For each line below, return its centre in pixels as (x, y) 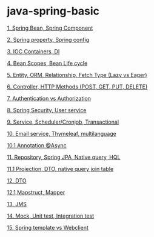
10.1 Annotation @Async (37, 145)
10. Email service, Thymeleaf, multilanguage (62, 133)
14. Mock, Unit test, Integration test (51, 216)
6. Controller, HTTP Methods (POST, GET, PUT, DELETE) (77, 87)
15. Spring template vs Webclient (48, 227)
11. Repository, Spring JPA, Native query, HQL (64, 157)
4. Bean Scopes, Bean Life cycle (47, 63)
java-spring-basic (53, 11)
